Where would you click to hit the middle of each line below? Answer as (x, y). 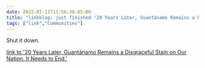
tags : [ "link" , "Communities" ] (45, 23)
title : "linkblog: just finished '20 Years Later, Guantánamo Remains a (101, 18)
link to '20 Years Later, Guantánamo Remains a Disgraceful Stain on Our (97, 52)
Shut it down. (23, 41)
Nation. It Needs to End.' (37, 59)
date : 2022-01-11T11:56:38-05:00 (49, 12)
